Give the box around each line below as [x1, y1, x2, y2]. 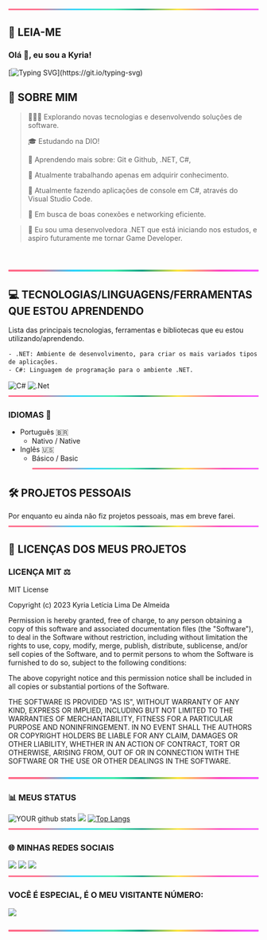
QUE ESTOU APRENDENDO [8, 304, 145, 317]
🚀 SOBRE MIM [8, 91, 78, 104]
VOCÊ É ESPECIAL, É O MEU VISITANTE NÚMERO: [8, 890, 204, 901]
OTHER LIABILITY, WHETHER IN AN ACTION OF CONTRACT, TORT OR [8, 739, 240, 748]
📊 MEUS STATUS [8, 791, 77, 802]
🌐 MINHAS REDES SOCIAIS [8, 842, 114, 853]
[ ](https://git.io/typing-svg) [8, 68, 143, 77]
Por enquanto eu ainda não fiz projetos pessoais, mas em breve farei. [8, 511, 236, 521]
